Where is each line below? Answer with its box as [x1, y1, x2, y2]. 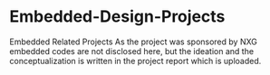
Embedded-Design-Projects [9, 6, 226, 27]
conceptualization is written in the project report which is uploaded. [9, 55, 262, 66]
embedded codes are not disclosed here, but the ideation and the [9, 45, 255, 56]
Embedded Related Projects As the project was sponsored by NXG [9, 36, 258, 47]
